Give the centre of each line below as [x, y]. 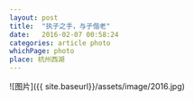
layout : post [34, 18]
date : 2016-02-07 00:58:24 [64, 34]
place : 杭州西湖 [37, 60]
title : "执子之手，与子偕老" [60, 26]
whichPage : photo [42, 51]
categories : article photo [60, 43]
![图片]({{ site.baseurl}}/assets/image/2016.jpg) [97, 86]
